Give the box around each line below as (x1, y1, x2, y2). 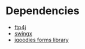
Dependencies (5, 4, 80, 18)
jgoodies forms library (14, 36, 69, 43)
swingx (14, 30, 32, 37)
